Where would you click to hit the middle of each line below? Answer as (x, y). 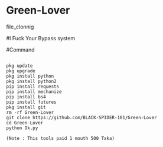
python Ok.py (22, 128)
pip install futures (32, 102)
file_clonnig (20, 27)
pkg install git (26, 107)
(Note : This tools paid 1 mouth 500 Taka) (61, 138)
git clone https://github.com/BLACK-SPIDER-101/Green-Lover (82, 117)
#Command (20, 49)
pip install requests (33, 87)
